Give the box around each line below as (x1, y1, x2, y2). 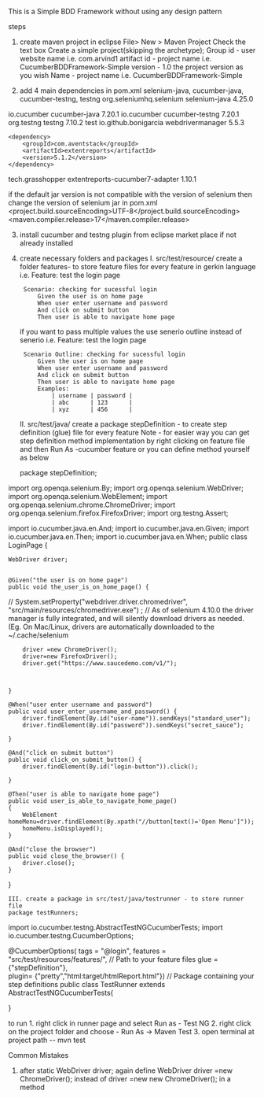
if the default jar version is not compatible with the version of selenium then (8, 190, 253, 199)
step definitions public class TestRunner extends (8, 980, 166, 989)
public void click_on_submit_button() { (8, 756, 143, 763)
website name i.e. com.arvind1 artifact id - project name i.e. (19, 54, 212, 63)
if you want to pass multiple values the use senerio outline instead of (19, 327, 242, 336)
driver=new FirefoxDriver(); (22, 653, 118, 660)
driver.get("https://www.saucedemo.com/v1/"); (22, 660, 178, 667)
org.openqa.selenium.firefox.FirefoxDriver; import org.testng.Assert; (8, 508, 229, 518)
